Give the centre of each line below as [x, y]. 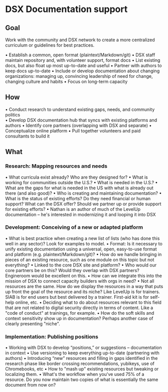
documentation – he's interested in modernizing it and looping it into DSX [81, 214]
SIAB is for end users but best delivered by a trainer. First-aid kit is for [77, 297]
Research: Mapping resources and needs [56, 166]
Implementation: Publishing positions [52, 336]
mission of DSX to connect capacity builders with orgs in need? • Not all [80, 281]
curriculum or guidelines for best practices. [50, 45]
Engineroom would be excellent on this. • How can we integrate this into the [83, 276]
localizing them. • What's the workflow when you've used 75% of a [75, 374]
